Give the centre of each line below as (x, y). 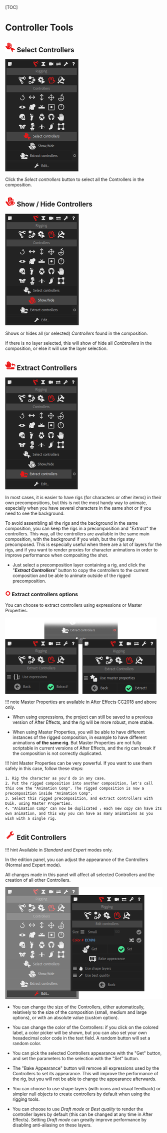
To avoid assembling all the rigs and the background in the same (72, 523)
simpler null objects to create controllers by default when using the (81, 1094)
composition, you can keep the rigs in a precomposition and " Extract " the (81, 528)
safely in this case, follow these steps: (44, 768)
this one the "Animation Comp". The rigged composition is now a (74, 788)
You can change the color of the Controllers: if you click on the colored (85, 1027)
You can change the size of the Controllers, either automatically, (78, 1007)
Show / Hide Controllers (54, 204)
